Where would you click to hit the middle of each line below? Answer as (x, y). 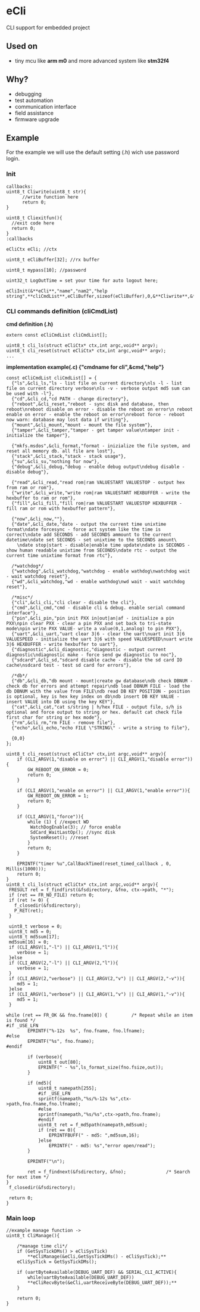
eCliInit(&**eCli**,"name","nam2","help (57, 291)
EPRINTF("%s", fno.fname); (61, 1041)
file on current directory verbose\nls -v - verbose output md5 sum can (98, 388)
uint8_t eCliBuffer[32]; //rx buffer (53, 260)
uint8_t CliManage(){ (33, 1236)
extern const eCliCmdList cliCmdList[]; (57, 335)
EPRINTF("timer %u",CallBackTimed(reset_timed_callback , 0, (94, 864)
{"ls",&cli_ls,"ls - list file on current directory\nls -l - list (97, 383)
